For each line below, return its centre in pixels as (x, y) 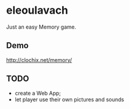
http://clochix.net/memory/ (39, 60)
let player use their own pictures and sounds (69, 99)
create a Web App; (38, 93)
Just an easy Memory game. (41, 27)
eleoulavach (37, 10)
